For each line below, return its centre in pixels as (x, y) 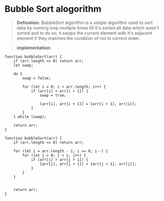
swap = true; (53, 95)
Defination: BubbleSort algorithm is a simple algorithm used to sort (84, 23)
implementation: (34, 48)
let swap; (24, 65)
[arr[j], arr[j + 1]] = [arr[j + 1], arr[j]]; (88, 164)
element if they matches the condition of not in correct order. (78, 38)
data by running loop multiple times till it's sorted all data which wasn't (88, 27)
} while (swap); (30, 117)
